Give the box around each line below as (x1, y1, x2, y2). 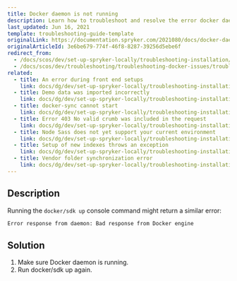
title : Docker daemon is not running (7, 10, 119, 18)
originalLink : (7, 37, 49, 44)
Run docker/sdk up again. (17, 265, 93, 274)
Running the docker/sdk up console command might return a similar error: (7, 206, 222, 215)
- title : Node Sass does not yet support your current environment (13, 128, 217, 136)
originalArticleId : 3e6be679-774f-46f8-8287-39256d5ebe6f (7, 43, 181, 50)
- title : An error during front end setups (13, 76, 143, 83)
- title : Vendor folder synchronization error (13, 155, 153, 162)
